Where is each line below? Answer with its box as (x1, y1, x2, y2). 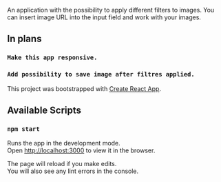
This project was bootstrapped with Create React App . (7, 84, 162, 92)
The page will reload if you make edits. (7, 160, 117, 168)
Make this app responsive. (7, 54, 98, 61)
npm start (7, 125, 40, 133)
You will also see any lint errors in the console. (7, 167, 139, 175)
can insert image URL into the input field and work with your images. (7, 13, 202, 21)
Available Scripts (7, 105, 81, 116)
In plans (7, 33, 42, 45)
